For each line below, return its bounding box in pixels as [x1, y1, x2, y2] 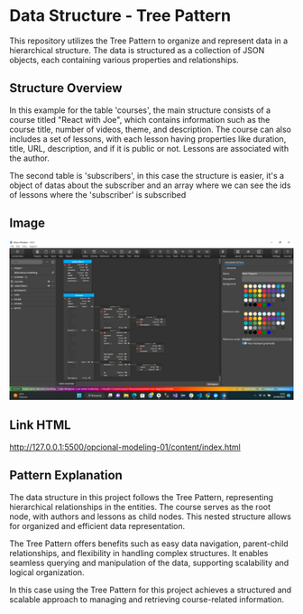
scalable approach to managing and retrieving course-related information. [9, 593, 284, 605]
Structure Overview [9, 80, 123, 96]
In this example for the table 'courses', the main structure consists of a [9, 105, 271, 116]
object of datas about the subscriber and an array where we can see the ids [9, 180, 291, 191]
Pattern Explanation [9, 468, 124, 483]
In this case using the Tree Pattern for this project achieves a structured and [9, 584, 292, 595]
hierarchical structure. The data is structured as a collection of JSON [9, 44, 265, 55]
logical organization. [9, 566, 85, 578]
